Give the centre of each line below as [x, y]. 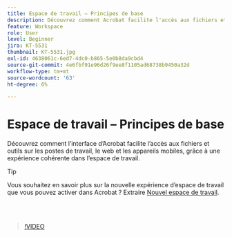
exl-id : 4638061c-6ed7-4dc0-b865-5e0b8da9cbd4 [75, 59]
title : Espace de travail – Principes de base [75, 13]
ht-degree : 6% [28, 84]
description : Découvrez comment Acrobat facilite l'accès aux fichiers [112, 20]
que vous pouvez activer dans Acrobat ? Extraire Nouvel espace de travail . [113, 192]
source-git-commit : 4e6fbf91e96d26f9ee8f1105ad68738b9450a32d [98, 65]
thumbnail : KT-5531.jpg [41, 53]
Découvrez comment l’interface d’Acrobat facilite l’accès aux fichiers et [108, 144]
